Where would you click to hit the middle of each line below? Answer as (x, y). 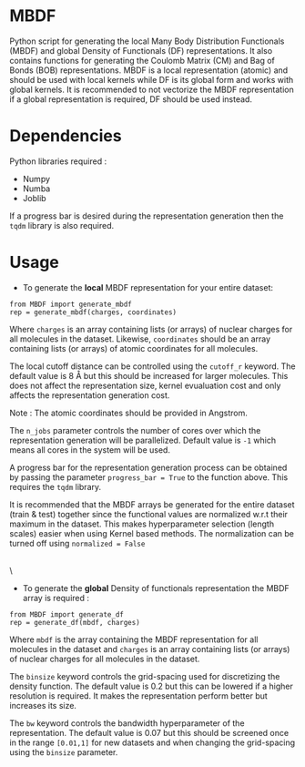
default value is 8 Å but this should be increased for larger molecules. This (149, 375)
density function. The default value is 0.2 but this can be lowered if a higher (151, 686)
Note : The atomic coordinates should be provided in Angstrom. (128, 413)
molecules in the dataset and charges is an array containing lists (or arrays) (150, 649)
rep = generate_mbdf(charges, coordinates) (93, 312)
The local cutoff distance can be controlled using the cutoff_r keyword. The (152, 366)
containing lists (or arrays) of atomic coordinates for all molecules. (134, 348)
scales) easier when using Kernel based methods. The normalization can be (152, 533)
